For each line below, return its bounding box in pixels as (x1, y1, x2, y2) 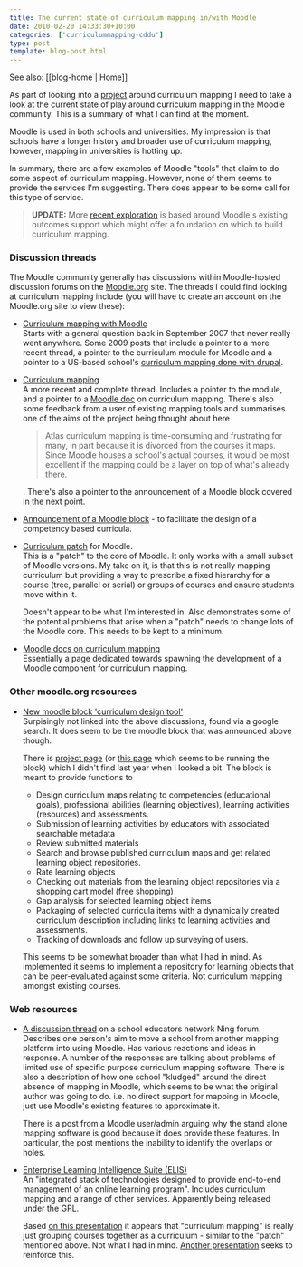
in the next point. (22, 496, 86, 508)
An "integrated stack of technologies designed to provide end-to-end (22, 1175, 282, 1185)
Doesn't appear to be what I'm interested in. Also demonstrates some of (22, 606, 291, 617)
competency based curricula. (22, 523, 133, 535)
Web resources (9, 1002, 79, 1015)
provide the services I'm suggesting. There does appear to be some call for (9, 182, 290, 193)
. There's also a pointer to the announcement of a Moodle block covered (22, 487, 292, 498)
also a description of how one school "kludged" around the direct (22, 1071, 267, 1083)
